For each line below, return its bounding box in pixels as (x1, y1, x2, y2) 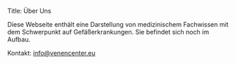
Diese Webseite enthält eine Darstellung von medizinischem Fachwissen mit (7, 20, 229, 28)
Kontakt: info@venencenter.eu (7, 49, 95, 57)
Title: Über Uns (7, 7, 52, 15)
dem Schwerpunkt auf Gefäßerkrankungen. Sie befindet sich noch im (7, 28, 210, 36)
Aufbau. (7, 35, 31, 44)
